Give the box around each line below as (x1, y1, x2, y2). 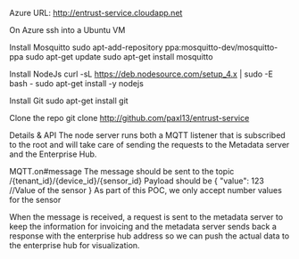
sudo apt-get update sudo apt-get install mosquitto (25, 52, 213, 61)
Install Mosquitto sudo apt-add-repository (9, 42, 163, 53)
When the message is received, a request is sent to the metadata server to (9, 212, 284, 222)
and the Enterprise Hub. (9, 149, 97, 159)
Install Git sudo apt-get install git (9, 95, 129, 106)
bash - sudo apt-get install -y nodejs (9, 78, 145, 88)
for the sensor (9, 195, 62, 205)
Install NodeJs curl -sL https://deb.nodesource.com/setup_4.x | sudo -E (9, 69, 274, 79)
